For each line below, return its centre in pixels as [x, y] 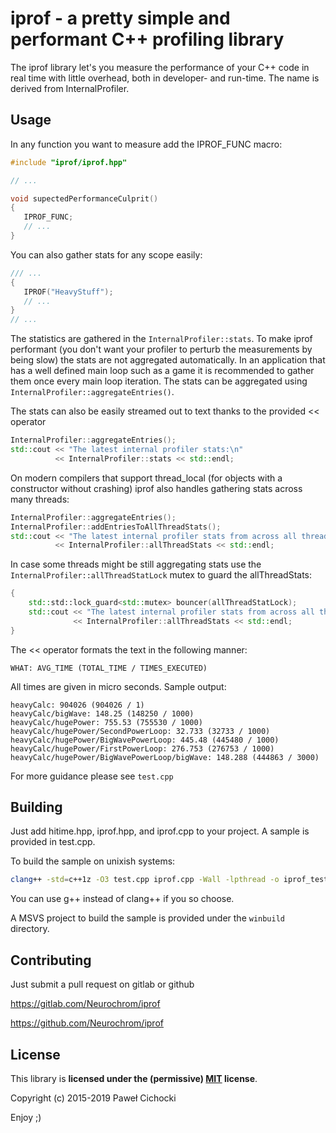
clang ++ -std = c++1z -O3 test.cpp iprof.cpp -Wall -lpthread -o [145, 880]
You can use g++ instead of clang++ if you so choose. [122, 899]
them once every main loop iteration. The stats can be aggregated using [159, 381]
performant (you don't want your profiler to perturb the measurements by [161, 349]
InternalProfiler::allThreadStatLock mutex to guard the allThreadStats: [161, 575]
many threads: [40, 499]
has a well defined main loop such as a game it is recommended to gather [162, 371]
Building [36, 807]
